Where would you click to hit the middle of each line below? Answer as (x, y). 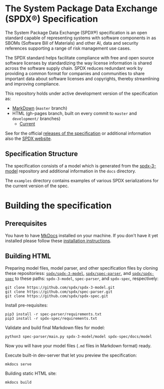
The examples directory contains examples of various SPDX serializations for (82, 180)
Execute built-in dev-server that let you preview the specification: (71, 355)
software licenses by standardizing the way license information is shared (79, 63)
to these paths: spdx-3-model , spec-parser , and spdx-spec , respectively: (87, 278)
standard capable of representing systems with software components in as (81, 38)
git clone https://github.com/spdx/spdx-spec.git (57, 296)
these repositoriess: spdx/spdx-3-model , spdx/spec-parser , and (68, 273)
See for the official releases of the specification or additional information (78, 133)
